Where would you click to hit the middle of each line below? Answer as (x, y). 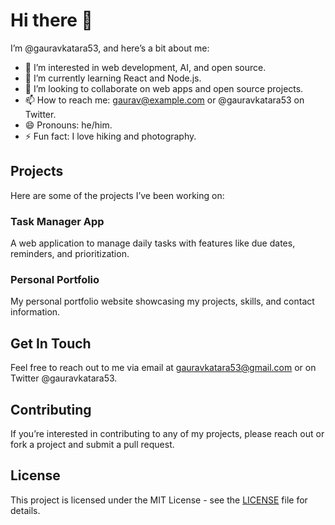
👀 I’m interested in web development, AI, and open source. (145, 67)
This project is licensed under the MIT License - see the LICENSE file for (159, 500)
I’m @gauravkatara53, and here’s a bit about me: (110, 48)
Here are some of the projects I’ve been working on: (117, 195)
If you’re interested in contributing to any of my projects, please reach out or (167, 433)
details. (25, 510)
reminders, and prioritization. (70, 254)
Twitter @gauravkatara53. (64, 378)
